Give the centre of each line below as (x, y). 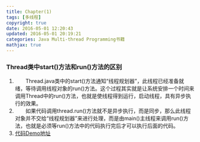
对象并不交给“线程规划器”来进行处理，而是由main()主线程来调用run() (99, 118)
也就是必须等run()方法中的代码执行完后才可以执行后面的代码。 (102, 126)
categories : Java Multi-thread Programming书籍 (66, 39)
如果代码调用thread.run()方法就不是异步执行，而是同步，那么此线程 (108, 111)
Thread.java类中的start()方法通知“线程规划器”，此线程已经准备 (102, 81)
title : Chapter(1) (29, 12)
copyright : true (26, 23)
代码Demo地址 (33, 133)
